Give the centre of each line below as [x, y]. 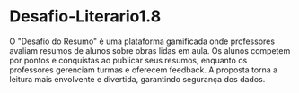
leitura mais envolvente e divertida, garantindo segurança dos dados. [137, 79]
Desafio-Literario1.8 [85, 17]
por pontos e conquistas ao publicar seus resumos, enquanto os [128, 60]
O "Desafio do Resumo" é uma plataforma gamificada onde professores [142, 41]
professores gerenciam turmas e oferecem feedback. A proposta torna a [144, 70]
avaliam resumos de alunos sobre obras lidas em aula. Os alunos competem [150, 50]
